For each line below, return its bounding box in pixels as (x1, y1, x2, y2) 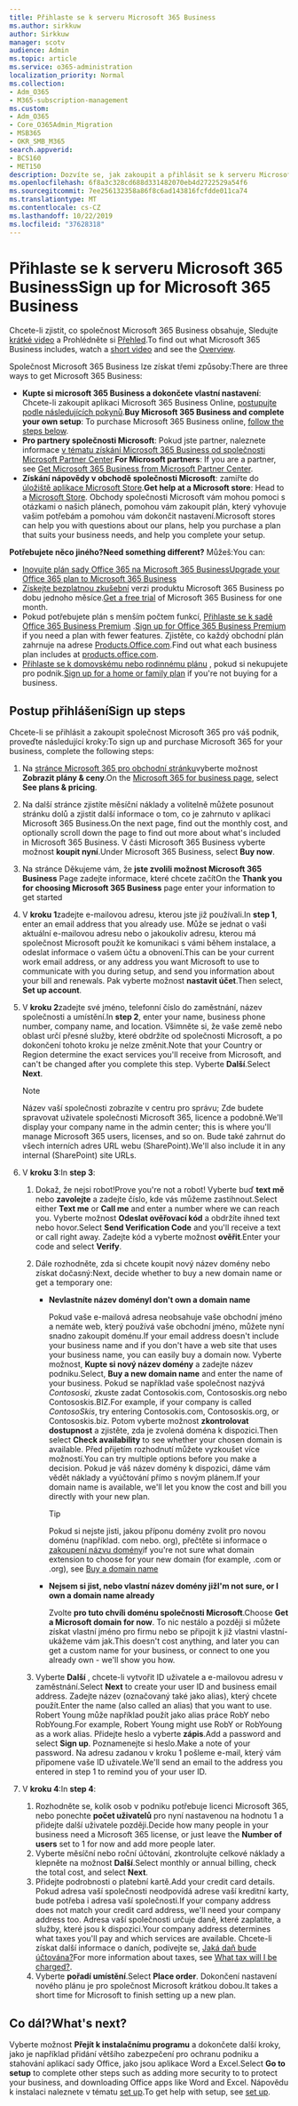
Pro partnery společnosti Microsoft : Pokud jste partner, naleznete (21, 435, 266, 446)
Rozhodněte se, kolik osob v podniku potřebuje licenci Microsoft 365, (35, 1801, 289, 1812)
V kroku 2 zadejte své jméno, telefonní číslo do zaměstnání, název (21, 1002, 263, 1013)
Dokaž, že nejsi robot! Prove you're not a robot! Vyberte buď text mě (35, 1185, 285, 1195)
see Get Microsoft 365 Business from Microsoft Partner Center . (21, 463, 254, 474)
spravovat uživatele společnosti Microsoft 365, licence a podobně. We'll (21, 1113, 284, 1123)
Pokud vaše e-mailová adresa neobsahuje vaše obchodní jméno (48, 1312, 283, 1322)
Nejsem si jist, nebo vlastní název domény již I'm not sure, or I (48, 1580, 279, 1592)
